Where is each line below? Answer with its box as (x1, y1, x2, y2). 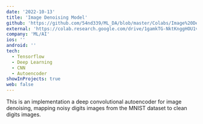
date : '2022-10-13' (6, 8, 56, 15)
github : (6, 20, 26, 26)
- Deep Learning (11, 59, 53, 65)
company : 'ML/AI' (6, 31, 50, 37)
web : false (6, 82, 34, 88)
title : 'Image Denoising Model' (6, 14, 88, 20)
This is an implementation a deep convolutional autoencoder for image (6, 98, 182, 105)
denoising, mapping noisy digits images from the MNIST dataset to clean (6, 105, 187, 111)
